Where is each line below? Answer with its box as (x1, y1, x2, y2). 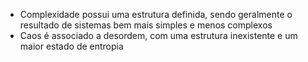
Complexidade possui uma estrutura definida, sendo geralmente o (19, 9, 293, 20)
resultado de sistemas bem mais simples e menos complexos (19, 19, 273, 31)
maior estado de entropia (19, 40, 124, 52)
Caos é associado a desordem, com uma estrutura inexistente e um (19, 30, 298, 41)
